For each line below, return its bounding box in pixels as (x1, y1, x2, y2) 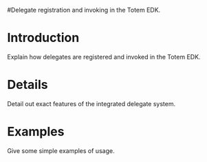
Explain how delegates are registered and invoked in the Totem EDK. (7, 52, 201, 61)
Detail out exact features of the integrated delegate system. (7, 99, 176, 108)
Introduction (7, 30, 80, 45)
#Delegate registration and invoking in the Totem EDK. (7, 6, 161, 14)
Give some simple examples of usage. (7, 146, 115, 154)
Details (7, 77, 48, 92)
